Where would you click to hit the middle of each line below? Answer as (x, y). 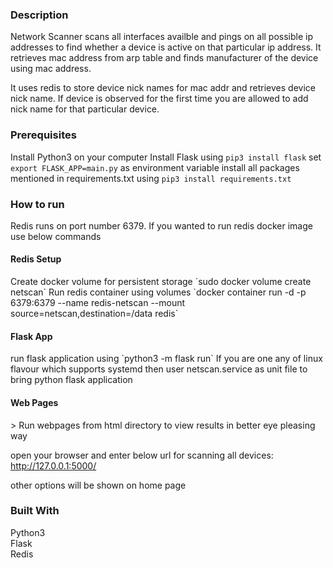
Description (39, 15)
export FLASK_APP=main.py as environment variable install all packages (155, 167)
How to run (37, 204)
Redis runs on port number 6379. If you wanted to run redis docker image (161, 225)
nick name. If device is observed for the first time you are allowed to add (159, 99)
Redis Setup (36, 259)
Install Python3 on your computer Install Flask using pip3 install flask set (166, 157)
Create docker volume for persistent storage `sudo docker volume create (161, 282)
